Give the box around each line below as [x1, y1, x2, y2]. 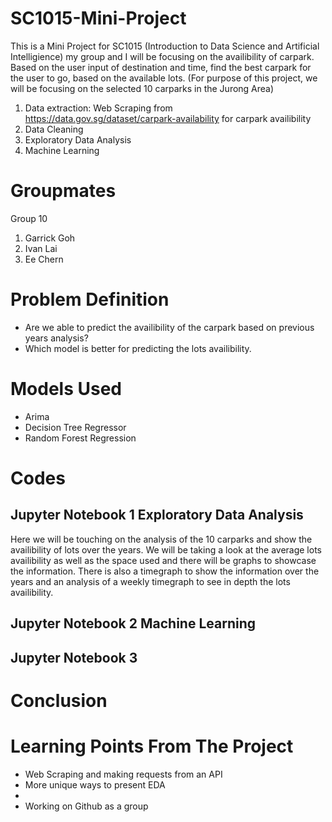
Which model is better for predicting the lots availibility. [24, 342, 252, 354]
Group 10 [10, 212, 48, 224]
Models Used [10, 378, 122, 400]
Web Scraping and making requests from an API [24, 768, 223, 780]
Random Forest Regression [24, 432, 137, 444]
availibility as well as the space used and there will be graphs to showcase [10, 554, 317, 566]
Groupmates [10, 180, 117, 202]
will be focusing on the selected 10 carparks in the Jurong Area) [10, 82, 275, 94]
